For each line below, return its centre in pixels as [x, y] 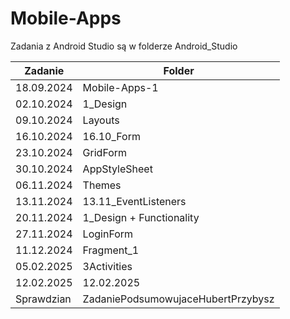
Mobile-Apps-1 [120, 87]
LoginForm [108, 234]
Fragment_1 [111, 250]
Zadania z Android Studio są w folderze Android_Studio [124, 46]
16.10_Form [111, 136]
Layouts [101, 120]
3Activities [107, 266]
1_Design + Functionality [141, 217]
